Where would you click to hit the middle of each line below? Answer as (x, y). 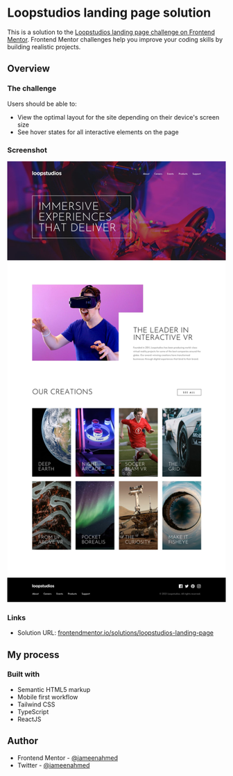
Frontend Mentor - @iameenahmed (68, 758)
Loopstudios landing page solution (109, 13)
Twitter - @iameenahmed (53, 765)
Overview (29, 68)
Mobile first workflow (48, 697)
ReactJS (29, 719)
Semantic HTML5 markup (54, 689)
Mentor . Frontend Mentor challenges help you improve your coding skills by (115, 39)
